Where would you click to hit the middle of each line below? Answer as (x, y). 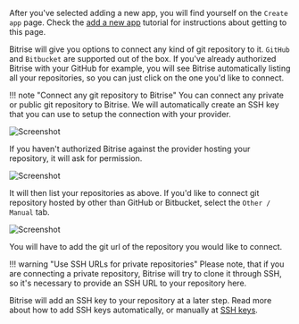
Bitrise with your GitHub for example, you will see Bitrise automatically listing (150, 68)
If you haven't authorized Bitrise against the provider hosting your (130, 149)
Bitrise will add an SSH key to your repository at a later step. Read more (141, 300)
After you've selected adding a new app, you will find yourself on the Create (149, 13)
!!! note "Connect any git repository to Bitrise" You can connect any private (146, 95)
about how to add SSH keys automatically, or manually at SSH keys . (134, 310)
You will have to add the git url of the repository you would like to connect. (146, 247)
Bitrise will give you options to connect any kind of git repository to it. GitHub (149, 49)
